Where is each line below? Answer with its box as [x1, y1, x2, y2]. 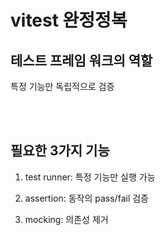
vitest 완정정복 [10, 9, 128, 32]
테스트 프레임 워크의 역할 [10, 52, 153, 69]
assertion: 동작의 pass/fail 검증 [24, 192, 149, 204]
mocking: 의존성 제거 [24, 213, 109, 225]
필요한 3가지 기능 [10, 142, 110, 160]
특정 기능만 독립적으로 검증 [10, 81, 115, 92]
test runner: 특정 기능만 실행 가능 [24, 171, 156, 183]
